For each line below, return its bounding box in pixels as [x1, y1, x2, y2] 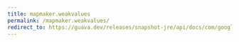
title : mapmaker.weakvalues [7, 10, 91, 18]
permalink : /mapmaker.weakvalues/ [7, 17, 110, 24]
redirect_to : [7, 23, 46, 31]
